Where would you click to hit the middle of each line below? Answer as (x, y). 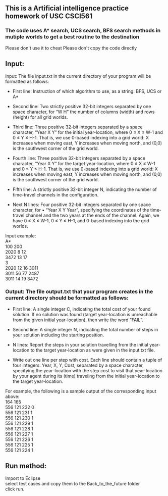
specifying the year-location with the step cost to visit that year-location (88, 370)
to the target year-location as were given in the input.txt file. (93, 350)
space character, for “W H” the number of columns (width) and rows (83, 112)
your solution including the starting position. (58, 335)
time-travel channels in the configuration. (55, 194)
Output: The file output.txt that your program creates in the (79, 291)
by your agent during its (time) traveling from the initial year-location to (86, 376)
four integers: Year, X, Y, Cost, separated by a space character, (78, 365)
